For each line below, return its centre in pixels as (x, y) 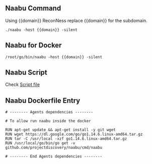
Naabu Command (33, 8)
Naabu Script (26, 73)
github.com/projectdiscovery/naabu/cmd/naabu (54, 148)
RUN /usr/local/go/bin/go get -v (40, 143)
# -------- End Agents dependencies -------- (54, 156)
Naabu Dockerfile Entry (43, 100)
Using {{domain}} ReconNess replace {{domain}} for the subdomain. (76, 20)
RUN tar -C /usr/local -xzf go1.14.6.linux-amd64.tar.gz (66, 139)
